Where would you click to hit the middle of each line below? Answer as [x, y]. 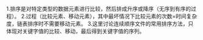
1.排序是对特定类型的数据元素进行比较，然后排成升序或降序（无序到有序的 [99, 9]
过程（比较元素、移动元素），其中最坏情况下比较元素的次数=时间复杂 [112, 16]
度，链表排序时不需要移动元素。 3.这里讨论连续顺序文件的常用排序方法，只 [100, 24]
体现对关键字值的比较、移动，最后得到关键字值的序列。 [75, 31]
